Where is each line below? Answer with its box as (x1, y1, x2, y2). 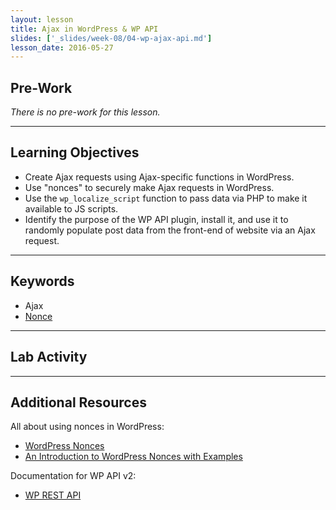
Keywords (10, 273, 75, 290)
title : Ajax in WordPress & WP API (10, 24, 159, 34)
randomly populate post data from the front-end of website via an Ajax (24, 224, 316, 236)
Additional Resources (10, 394, 147, 411)
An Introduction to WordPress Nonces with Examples (24, 451, 243, 463)
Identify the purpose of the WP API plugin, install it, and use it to (24, 213, 289, 225)
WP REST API (24, 489, 82, 501)
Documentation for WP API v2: (10, 470, 137, 482)
